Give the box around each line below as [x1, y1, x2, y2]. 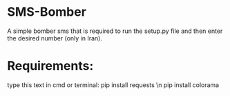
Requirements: [7, 58, 94, 74]
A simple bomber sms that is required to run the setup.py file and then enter [7, 27, 223, 35]
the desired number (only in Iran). [7, 34, 102, 42]
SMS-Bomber [7, 4, 86, 20]
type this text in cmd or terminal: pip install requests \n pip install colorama [7, 80, 220, 89]
